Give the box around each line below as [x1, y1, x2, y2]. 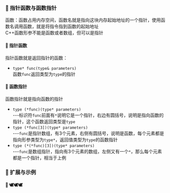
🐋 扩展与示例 [5, 169, 37, 176]
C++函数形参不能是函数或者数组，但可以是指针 [5, 30, 104, 36]
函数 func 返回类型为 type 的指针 [12, 71, 76, 77]
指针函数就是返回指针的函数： [5, 54, 67, 61]
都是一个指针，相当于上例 [12, 154, 66, 161]
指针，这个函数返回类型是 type [12, 118, 76, 124]
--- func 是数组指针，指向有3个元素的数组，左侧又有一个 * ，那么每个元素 [12, 148, 162, 154]
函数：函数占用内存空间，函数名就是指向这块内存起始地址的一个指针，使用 [5, 17, 161, 23]
